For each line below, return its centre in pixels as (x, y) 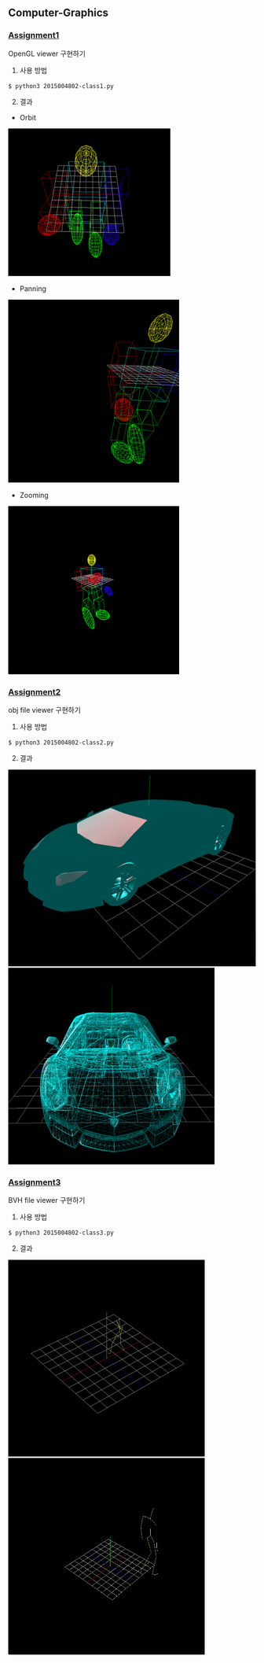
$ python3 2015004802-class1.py (61, 86)
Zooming (34, 495)
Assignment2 (35, 691)
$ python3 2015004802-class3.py (61, 1233)
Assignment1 (34, 35)
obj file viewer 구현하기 (44, 710)
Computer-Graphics (58, 13)
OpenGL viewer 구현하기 (47, 53)
